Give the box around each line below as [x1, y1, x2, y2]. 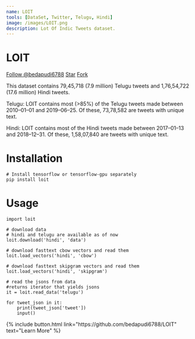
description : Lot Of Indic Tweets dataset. [6, 25, 116, 32]
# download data [6, 227, 46, 233]
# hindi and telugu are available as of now [6, 232, 118, 238]
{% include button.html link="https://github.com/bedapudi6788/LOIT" [6, 320, 177, 328]
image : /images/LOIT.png [6, 20, 68, 26]
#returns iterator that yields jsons [6, 284, 100, 290]
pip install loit [6, 177, 49, 183]
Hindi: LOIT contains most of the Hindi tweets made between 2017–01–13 [6, 125, 184, 132]
